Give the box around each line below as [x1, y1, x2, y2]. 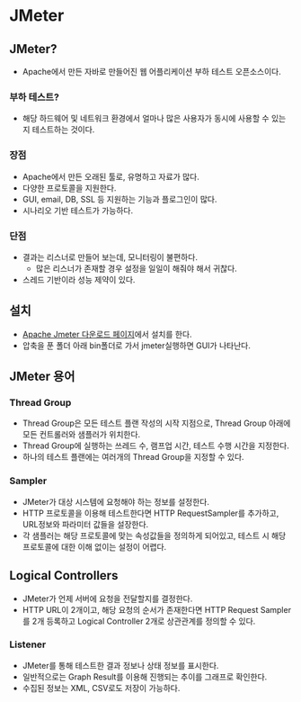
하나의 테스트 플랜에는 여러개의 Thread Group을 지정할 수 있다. [22, 452, 244, 463]
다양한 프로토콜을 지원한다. [22, 182, 117, 193]
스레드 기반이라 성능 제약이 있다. [22, 274, 136, 284]
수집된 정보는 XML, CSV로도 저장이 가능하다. [22, 682, 181, 693]
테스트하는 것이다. [31, 124, 95, 135]
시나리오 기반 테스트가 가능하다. [22, 204, 133, 216]
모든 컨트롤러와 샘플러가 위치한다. [22, 429, 141, 440]
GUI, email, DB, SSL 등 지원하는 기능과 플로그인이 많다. [22, 193, 217, 204]
